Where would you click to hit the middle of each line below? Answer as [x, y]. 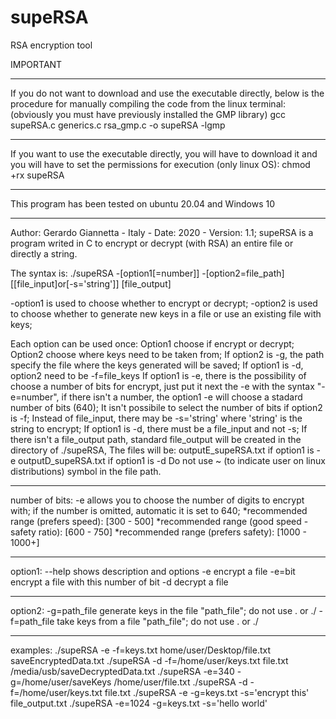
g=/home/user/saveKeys [61, 682]
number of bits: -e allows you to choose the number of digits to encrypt [157, 500]
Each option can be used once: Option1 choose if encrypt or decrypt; [152, 343]
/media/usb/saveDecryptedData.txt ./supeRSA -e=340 [122, 671]
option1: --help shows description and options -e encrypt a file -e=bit [153, 571]
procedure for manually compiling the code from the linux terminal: [148, 103]
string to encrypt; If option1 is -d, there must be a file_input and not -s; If [159, 428]
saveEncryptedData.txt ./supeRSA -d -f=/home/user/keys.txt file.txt [149, 660]
